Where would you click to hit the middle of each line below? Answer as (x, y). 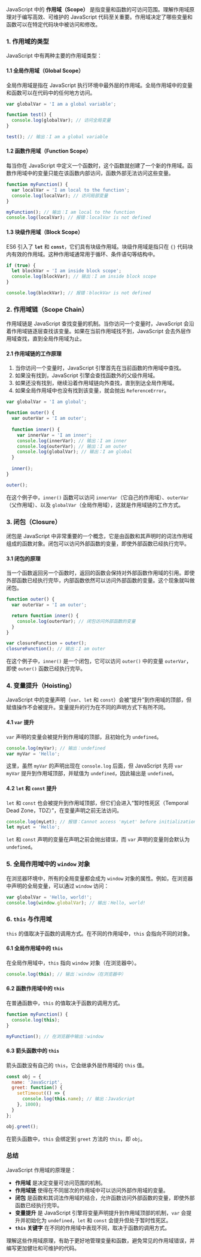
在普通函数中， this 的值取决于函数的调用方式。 (65, 1003)
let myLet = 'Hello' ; (33, 827)
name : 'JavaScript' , (37, 1082)
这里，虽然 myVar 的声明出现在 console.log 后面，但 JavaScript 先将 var (95, 766)
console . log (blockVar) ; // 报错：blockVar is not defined (79, 293)
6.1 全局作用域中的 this (35, 948)
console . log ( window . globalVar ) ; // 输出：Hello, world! (76, 903)
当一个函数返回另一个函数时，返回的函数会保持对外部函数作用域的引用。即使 (100, 573)
